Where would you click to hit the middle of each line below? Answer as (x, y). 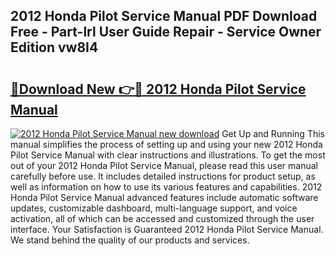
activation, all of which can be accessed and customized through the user (162, 218)
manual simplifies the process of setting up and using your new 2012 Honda (166, 144)
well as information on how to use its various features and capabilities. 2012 (166, 187)
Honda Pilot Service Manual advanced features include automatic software (164, 197)
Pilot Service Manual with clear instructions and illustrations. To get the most (168, 155)
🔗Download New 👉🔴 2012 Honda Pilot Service (158, 89)
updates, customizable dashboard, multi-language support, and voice (154, 208)
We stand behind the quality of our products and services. (130, 240)
